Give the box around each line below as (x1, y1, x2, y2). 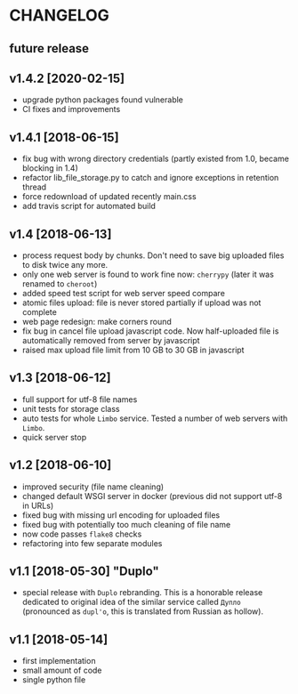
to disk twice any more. (21, 260, 109, 270)
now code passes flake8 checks (21, 529, 142, 539)
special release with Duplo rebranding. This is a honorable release (21, 587, 263, 598)
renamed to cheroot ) (21, 278, 98, 289)
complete (21, 307, 58, 318)
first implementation (21, 656, 96, 666)
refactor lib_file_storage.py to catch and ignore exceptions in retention (21, 173, 279, 183)
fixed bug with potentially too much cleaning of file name (21, 519, 231, 529)
